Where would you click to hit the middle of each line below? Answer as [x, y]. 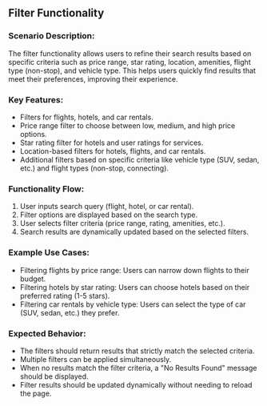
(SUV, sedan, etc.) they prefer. [70, 312]
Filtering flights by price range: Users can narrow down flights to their [134, 270]
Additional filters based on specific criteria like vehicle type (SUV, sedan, [139, 159]
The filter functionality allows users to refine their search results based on [130, 53]
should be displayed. [54, 376]
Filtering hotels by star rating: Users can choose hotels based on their [135, 287]
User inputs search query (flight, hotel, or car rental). [107, 207]
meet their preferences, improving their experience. [93, 78]
